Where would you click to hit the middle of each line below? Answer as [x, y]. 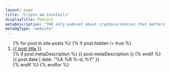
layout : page [19, 10]
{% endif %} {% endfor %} [41, 65]
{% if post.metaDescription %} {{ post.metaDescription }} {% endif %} [87, 54]
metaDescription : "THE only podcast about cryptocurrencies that [76, 24]
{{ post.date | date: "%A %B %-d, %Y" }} [56, 59]
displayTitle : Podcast [29, 19]
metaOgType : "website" [29, 29]
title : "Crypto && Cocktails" [38, 15]
